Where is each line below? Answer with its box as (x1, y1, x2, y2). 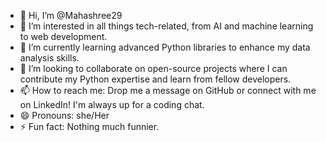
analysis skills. (19, 52, 80, 64)
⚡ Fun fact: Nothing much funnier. (19, 121, 160, 132)
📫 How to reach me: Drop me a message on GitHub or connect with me (19, 85, 317, 96)
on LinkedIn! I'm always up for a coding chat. (19, 99, 205, 110)
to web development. (19, 31, 108, 42)
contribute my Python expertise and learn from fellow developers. (19, 73, 292, 85)
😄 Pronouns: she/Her (19, 110, 110, 121)
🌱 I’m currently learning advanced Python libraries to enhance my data (19, 41, 311, 53)
